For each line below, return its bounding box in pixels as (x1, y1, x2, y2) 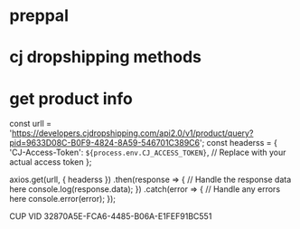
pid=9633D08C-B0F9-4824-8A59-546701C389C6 (9, 138, 201, 148)
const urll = (9, 119, 52, 129)
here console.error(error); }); (9, 194, 116, 205)
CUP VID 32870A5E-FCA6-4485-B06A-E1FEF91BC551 (9, 211, 212, 222)
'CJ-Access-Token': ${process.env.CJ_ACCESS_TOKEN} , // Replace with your (9, 147, 286, 158)
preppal (9, 5, 70, 26)
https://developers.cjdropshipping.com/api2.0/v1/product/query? (12, 128, 254, 138)
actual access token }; (9, 157, 92, 167)
